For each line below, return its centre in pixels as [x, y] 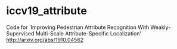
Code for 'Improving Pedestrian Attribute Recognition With [78, 27]
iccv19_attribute [47, 11]
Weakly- [161, 27]
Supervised [20, 33]
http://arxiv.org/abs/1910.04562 [45, 40]
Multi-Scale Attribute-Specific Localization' [88, 33]
